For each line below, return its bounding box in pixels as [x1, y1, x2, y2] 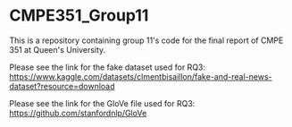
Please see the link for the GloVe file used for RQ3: [9, 97, 196, 108]
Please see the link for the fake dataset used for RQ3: [9, 62, 206, 72]
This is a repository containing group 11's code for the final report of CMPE [9, 35, 284, 46]
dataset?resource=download [9, 80, 115, 91]
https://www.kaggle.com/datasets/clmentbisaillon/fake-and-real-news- [9, 71, 272, 81]
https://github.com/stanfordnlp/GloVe [9, 107, 147, 118]
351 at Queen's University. [9, 44, 106, 55]
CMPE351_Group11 [9, 5, 149, 26]
